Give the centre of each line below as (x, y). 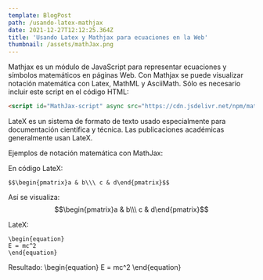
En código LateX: (36, 168)
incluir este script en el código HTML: (68, 92)
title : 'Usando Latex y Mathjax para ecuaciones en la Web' (108, 37)
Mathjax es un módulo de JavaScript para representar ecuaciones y (117, 67)
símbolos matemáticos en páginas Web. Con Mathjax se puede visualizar (126, 75)
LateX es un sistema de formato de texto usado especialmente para (117, 121)
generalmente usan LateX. (50, 138)
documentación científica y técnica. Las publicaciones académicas (116, 129)
